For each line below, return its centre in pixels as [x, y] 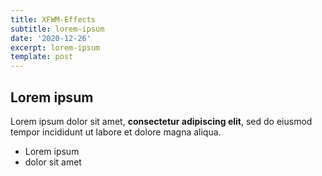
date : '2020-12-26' [51, 38]
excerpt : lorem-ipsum [55, 47]
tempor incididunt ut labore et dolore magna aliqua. [116, 132]
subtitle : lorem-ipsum [57, 29]
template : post [42, 57]
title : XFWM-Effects [53, 19]
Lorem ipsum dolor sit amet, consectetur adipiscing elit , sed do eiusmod [161, 121]
